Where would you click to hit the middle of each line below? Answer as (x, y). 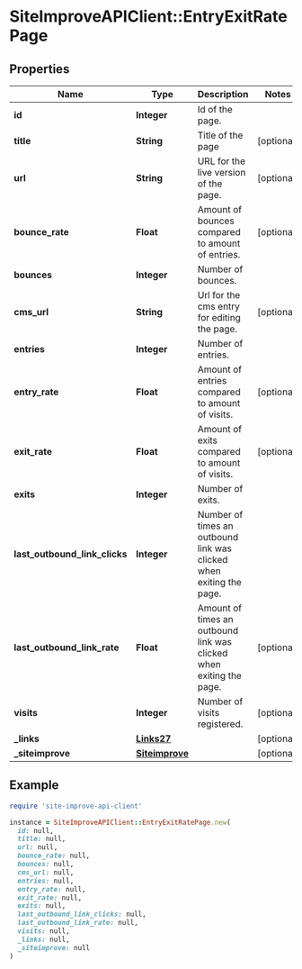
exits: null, (42, 906)
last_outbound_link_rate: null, (78, 923)
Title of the (220, 135)
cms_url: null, (46, 872)
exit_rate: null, (50, 898)
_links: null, (44, 939)
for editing (219, 317)
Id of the (215, 109)
